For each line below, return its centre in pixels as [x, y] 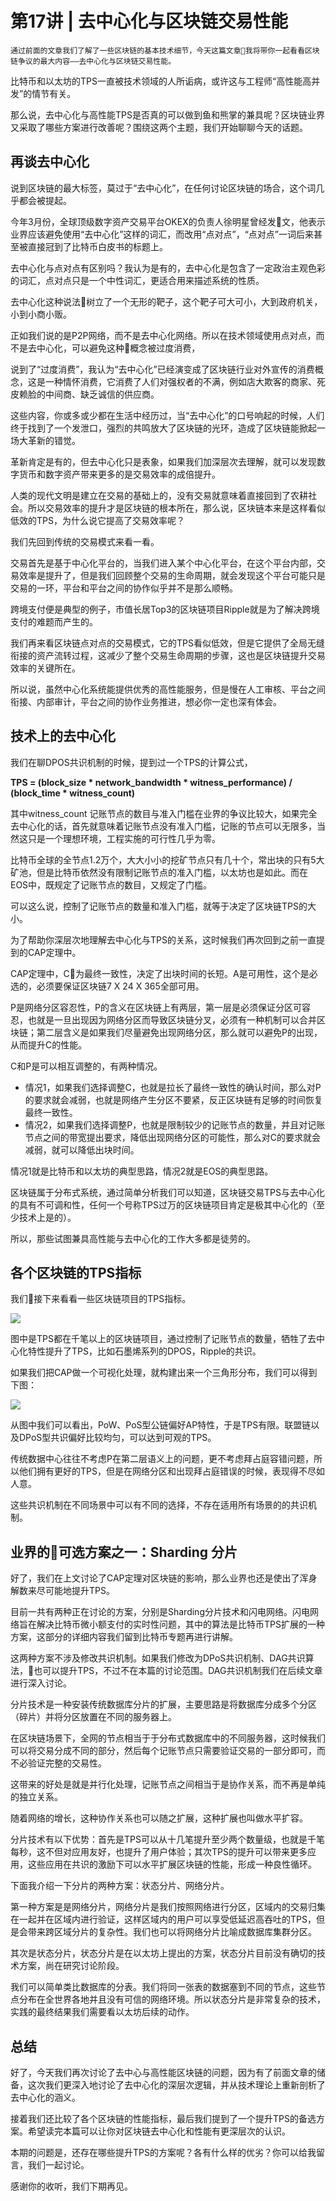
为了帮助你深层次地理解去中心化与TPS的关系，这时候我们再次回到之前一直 [163, 939]
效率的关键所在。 [45, 668]
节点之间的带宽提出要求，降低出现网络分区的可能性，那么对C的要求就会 [173, 1137]
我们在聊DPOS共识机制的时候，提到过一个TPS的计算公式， [131, 762]
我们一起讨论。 [58, 2165]
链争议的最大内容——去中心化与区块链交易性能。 [93, 61]
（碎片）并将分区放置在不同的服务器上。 [93, 1717]
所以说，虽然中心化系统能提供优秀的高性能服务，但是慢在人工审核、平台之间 [168, 689]
